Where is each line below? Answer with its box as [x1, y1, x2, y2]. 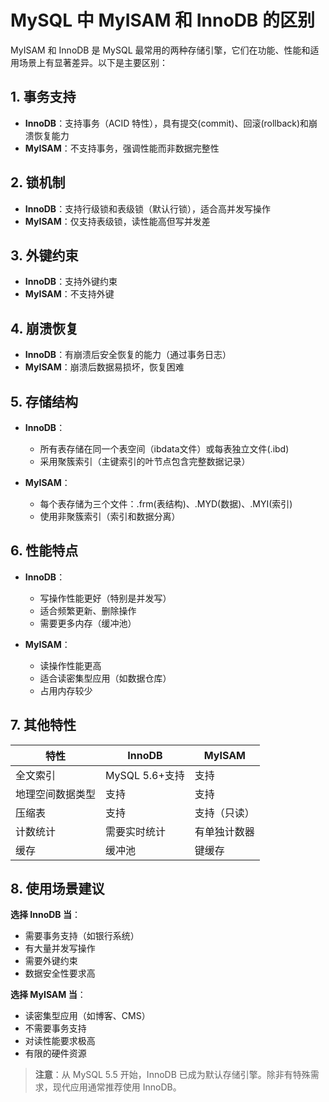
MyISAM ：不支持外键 [24, 288, 115, 300]
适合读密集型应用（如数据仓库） [39, 672, 172, 684]
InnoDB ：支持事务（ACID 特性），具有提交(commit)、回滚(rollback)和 [24, 117, 310, 129]
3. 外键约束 [10, 247, 79, 264]
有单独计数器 [194, 824, 255, 838]
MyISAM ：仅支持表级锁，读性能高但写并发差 [24, 215, 211, 227]
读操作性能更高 [39, 659, 102, 671]
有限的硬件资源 [24, 1047, 87, 1060]
